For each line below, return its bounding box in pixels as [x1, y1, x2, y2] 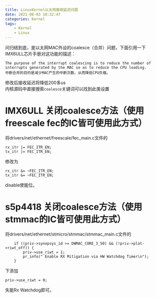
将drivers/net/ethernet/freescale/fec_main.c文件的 [5, 135, 108, 141]
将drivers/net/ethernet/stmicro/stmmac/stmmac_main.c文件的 [5, 231, 132, 237]
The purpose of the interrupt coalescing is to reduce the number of [5, 61, 152, 66]
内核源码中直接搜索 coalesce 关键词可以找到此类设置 [5, 86, 110, 92]
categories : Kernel [5, 16, 45, 21]
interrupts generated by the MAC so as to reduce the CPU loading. [5, 65, 147, 70]
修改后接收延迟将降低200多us [5, 80, 66, 85]
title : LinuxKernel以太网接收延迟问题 [5, 7, 78, 12]
